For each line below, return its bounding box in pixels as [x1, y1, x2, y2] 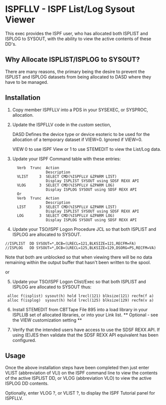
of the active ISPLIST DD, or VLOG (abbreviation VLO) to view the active [5, 375, 152, 381]
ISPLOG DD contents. [5, 381, 49, 387]
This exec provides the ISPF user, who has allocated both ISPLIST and [5, 30, 148, 36]
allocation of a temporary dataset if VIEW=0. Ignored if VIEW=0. [12, 136, 143, 142]
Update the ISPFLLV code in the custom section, [12, 122, 111, 128]
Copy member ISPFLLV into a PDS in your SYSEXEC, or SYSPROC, [12, 107, 148, 113]
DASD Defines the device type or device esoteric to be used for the [12, 131, 150, 137]
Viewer [5, 14, 36, 25]
